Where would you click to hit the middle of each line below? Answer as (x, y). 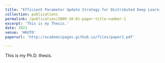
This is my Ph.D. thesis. (29, 55)
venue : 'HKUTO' (21, 32)
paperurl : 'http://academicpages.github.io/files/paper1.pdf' (70, 37)
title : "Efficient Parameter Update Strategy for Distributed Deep (76, 10)
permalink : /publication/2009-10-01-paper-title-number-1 (66, 19)
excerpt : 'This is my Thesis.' (37, 23)
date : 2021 (16, 28)
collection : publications (31, 14)
